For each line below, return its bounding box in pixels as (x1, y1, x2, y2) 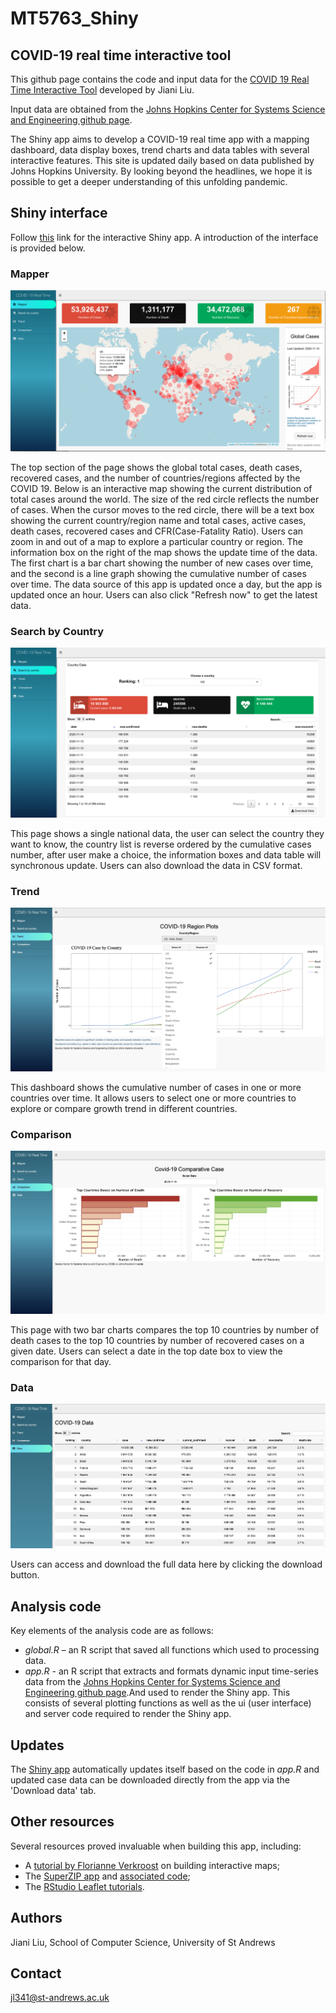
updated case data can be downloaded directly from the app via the (10, 1774, 290, 1786)
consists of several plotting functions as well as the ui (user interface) (24, 1697, 312, 1709)
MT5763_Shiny (10, 7, 139, 30)
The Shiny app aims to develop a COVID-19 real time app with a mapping (10, 133, 310, 145)
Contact (10, 1965, 62, 1982)
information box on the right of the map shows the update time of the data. (10, 547, 318, 559)
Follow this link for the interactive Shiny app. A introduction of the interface (10, 231, 319, 243)
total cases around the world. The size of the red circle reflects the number (10, 493, 320, 506)
